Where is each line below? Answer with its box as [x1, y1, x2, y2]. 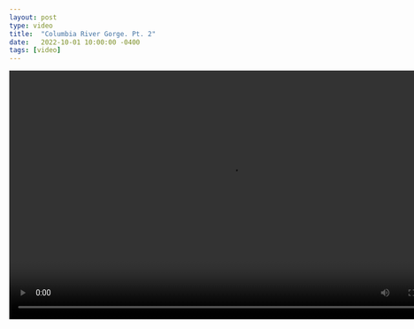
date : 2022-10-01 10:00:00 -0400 [9, 37, 141, 47]
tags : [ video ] [9, 46, 62, 55]
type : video [9, 21, 53, 30]
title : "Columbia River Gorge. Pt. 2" [9, 29, 157, 38]
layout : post [9, 12, 57, 22]
